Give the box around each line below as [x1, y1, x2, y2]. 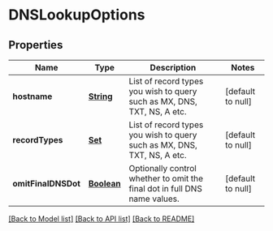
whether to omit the [128, 173, 204, 184]
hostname [12, 91, 53, 102]
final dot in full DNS [128, 183, 203, 194]
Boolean [88, 178, 121, 189]
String [88, 91, 113, 102]
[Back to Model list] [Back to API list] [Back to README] [8, 214, 195, 224]
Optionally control [128, 163, 197, 173]
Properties [8, 38, 63, 52]
